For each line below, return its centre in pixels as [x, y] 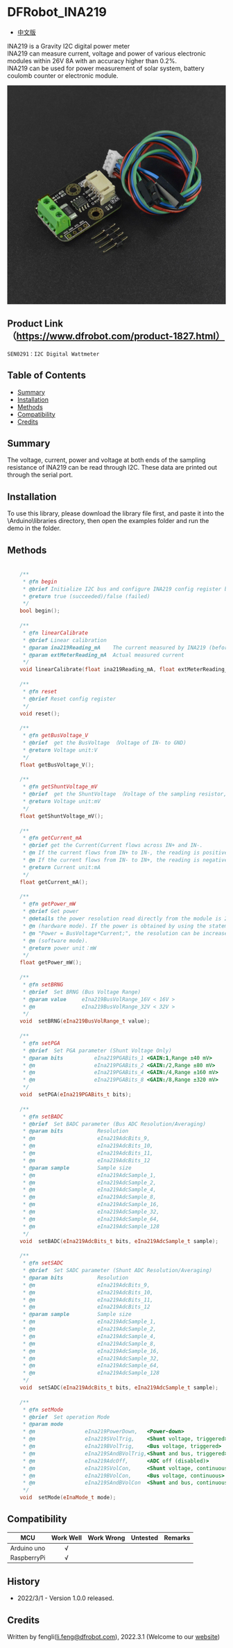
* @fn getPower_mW [49, 904]
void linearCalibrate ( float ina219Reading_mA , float [97, 670]
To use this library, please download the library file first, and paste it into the [116, 513]
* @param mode [43, 1424]
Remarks [177, 1538]
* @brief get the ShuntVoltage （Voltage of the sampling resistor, [124, 794]
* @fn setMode [43, 1410]
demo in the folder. [34, 528]
